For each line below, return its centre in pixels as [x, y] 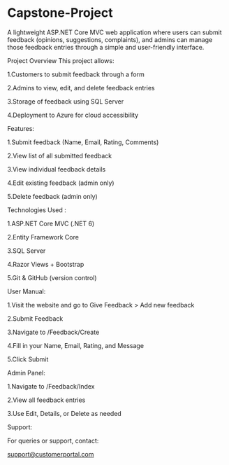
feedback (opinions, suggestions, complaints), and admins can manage [110, 39]
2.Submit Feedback [35, 318]
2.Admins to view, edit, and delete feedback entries [81, 88]
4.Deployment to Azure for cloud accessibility [73, 115]
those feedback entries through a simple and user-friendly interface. [106, 47]
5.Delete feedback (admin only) [52, 196]
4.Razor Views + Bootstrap [46, 264]
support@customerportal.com [51, 454]
